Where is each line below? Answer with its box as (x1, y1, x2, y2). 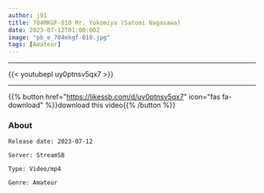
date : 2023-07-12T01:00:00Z (8, 26, 101, 34)
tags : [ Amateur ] (8, 41, 61, 49)
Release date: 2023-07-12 (8, 138, 93, 146)
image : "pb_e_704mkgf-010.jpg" (8, 33, 111, 42)
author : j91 (8, 11, 47, 20)
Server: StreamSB (8, 151, 65, 159)
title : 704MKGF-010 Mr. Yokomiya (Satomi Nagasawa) (8, 19, 181, 27)
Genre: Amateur (8, 179, 58, 187)
